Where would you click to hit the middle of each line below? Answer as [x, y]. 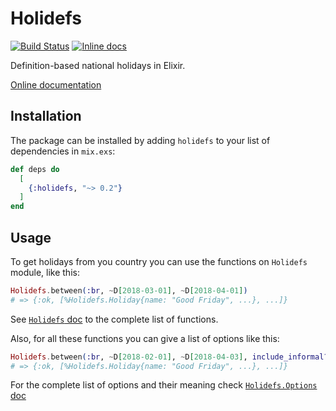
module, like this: [45, 272]
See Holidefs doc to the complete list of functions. [114, 319]
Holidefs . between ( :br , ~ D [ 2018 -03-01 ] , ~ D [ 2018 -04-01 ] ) [129, 290]
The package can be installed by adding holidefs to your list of [140, 140]
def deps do [35, 169]
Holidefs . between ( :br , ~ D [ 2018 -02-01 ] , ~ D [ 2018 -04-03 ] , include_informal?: [171, 357]
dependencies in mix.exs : [63, 151]
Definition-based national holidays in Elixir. [98, 65]
